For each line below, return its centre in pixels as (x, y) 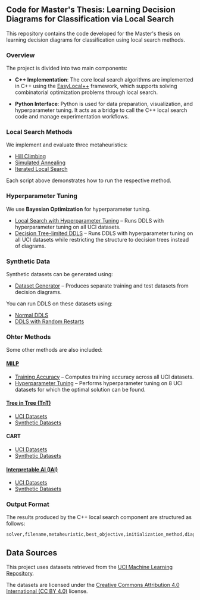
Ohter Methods (29, 337)
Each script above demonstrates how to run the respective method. (89, 180)
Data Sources (32, 553)
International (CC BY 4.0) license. (47, 591)
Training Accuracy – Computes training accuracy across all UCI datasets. (104, 377)
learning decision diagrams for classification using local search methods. (96, 40)
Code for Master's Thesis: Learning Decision (91, 10)
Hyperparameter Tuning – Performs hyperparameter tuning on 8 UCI (99, 383)
